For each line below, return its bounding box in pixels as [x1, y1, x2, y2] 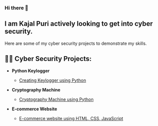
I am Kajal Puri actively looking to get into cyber [4, 20, 153, 28]
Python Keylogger [11, 67, 50, 73]
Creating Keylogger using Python [19, 77, 86, 83]
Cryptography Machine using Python [19, 96, 94, 102]
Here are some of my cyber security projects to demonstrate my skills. [4, 40, 147, 46]
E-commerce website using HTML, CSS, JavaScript [19, 115, 124, 121]
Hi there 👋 [4, 4, 29, 11]
